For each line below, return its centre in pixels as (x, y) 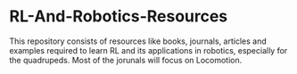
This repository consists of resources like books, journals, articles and (138, 41)
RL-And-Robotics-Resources (119, 16)
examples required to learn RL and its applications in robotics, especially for (148, 50)
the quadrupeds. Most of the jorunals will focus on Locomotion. (126, 60)
